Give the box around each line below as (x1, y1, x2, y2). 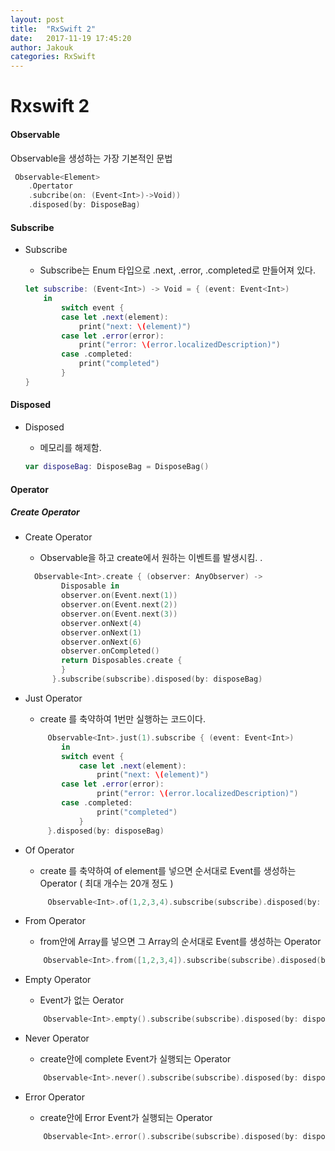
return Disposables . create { (61, 656, 183, 666)
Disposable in (61, 581, 120, 591)
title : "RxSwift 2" (10, 24, 97, 34)
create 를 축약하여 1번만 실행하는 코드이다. (39, 712, 207, 725)
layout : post (10, 14, 65, 25)
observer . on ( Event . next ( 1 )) (61, 591, 178, 601)
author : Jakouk (10, 42, 74, 53)
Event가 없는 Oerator (39, 994, 125, 1006)
